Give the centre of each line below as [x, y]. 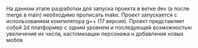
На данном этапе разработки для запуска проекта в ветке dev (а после [98, 9]
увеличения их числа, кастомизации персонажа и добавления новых [95, 34]
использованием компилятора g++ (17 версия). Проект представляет [95, 21]
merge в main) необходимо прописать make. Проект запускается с [92, 15]
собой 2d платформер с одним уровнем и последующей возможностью [99, 27]
